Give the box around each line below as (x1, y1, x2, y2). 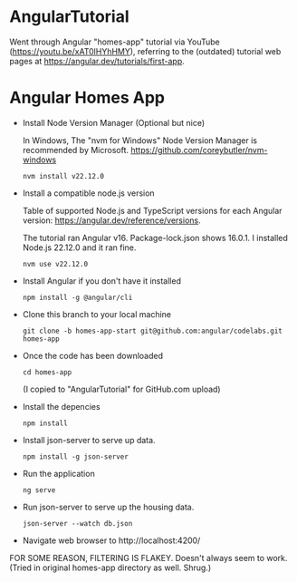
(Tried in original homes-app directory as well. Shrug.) (9, 562, 212, 573)
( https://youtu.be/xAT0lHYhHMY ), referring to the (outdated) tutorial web (9, 45, 282, 56)
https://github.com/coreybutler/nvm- (130, 144, 268, 155)
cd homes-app (22, 367, 72, 377)
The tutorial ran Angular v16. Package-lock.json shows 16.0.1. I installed (22, 232, 288, 243)
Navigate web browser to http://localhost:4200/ (22, 535, 201, 546)
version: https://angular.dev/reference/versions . (22, 215, 201, 226)
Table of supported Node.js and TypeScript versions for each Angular (22, 205, 283, 216)
